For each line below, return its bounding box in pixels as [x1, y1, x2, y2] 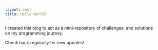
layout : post [5, 7, 32, 12]
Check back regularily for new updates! [5, 39, 84, 45]
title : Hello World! [5, 12, 47, 17]
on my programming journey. [5, 30, 63, 36]
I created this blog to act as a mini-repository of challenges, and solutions [5, 25, 153, 31]
